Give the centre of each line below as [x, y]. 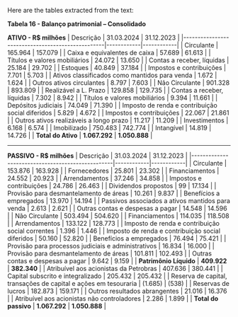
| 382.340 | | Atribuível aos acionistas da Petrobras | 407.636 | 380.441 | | [115, 269]
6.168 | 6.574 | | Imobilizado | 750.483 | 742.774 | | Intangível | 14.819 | [109, 128]
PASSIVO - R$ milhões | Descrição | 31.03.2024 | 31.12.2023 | [97, 156]
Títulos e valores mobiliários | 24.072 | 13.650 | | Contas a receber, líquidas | [118, 60]
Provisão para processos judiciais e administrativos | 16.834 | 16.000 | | [111, 246]
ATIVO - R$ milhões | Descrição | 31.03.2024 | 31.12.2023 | [93, 38]
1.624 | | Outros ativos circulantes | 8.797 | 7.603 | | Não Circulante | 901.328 [119, 83]
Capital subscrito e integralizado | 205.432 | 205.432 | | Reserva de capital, [117, 276]
